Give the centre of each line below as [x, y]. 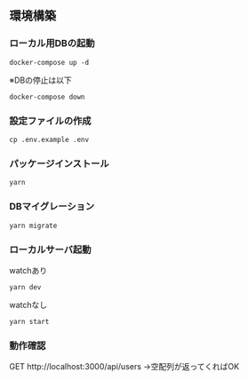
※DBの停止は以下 [41, 80]
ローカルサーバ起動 [50, 249]
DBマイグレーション [52, 207]
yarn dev [25, 287]
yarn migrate [33, 226]
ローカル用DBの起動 [52, 44]
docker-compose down [48, 97]
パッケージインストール [59, 163]
